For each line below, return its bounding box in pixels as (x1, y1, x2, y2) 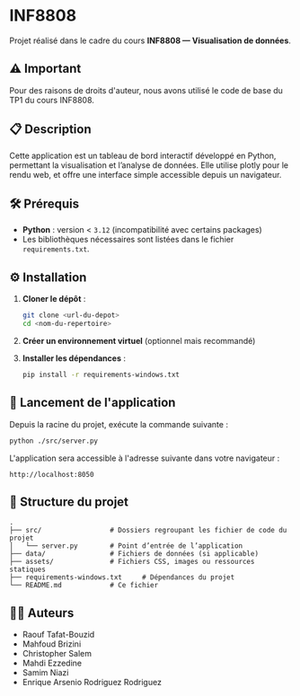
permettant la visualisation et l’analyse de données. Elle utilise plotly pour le (9, 159, 289, 171)
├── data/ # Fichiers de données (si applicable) (9, 550, 259, 559)
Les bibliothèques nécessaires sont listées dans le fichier (22, 234, 234, 245)
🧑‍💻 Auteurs (9, 605, 75, 621)
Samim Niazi (22, 667, 69, 678)
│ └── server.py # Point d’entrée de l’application (9, 542, 243, 551)
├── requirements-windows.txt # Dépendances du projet (9, 573, 235, 582)
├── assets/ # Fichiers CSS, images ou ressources (9, 558, 255, 567)
